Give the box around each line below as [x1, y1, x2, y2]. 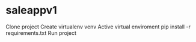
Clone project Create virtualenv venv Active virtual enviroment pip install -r [5, 23, 191, 30]
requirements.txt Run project [5, 29, 76, 36]
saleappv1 [5, 4, 58, 17]
